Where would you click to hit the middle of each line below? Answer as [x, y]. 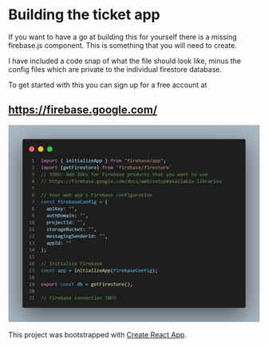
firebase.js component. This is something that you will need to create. [123, 45]
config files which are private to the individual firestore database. [115, 69]
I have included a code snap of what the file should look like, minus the [125, 61]
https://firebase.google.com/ [83, 110]
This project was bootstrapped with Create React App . [98, 335]
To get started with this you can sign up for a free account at [108, 85]
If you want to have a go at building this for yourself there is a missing [122, 37]
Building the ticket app [85, 15]
